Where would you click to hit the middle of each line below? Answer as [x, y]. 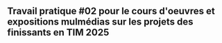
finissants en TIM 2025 [58, 32]
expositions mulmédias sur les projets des [100, 22]
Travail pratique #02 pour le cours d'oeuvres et [111, 11]
